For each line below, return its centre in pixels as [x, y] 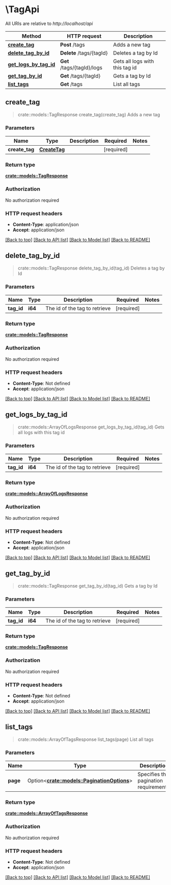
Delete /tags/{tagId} [84, 53]
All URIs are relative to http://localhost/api [49, 23]
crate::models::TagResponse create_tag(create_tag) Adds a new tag [89, 114]
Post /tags [73, 44]
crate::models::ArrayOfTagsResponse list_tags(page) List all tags [85, 739]
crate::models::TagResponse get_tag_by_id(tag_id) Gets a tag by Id [88, 586]
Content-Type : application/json [46, 224]
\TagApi [22, 9]
